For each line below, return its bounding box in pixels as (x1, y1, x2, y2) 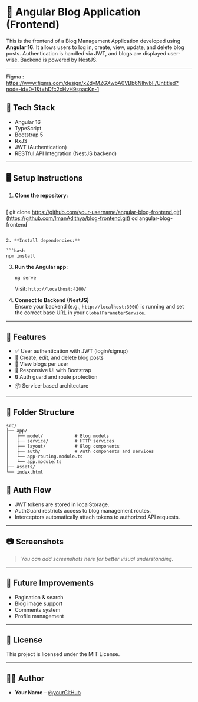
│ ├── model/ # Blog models (6, 433, 110, 439)
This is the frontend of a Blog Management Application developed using (6, 37, 181, 44)
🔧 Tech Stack (6, 103, 55, 113)
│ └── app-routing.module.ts (6, 454, 83, 460)
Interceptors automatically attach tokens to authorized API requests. (14, 513, 180, 520)
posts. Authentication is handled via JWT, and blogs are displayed (6, 50, 167, 57)
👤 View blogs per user (14, 360, 69, 368)
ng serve (14, 274, 37, 281)
